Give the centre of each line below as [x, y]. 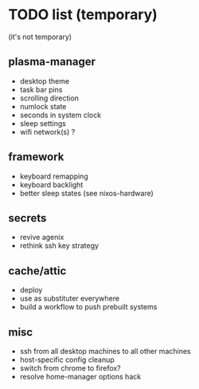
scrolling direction [49, 98]
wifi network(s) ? [47, 132]
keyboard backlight [51, 184]
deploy [31, 290]
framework [36, 157]
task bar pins [41, 89]
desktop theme [45, 81]
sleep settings [43, 123]
